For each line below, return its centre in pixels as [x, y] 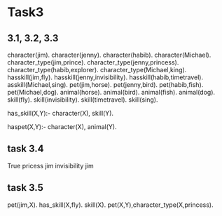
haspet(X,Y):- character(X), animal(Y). [62, 127]
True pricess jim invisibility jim [51, 166]
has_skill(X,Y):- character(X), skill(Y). [61, 113]
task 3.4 [26, 149]
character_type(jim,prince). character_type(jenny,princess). [93, 62]
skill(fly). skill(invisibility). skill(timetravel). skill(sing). [83, 100]
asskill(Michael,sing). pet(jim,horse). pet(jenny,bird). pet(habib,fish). [105, 85]
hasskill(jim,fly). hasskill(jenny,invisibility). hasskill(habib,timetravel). [105, 77]
